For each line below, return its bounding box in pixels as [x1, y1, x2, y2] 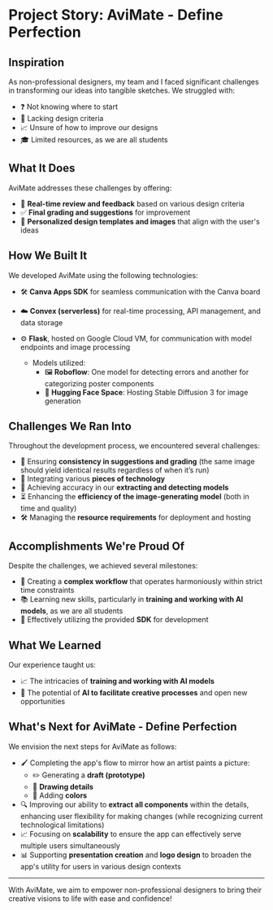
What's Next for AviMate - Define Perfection [8, 720, 237, 734]
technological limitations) [19, 820, 105, 829]
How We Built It [8, 249, 88, 263]
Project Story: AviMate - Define [8, 6, 223, 24]
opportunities [19, 697, 66, 707]
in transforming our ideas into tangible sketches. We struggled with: [8, 85, 236, 95]
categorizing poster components [44, 378, 154, 388]
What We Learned [8, 638, 102, 652]
